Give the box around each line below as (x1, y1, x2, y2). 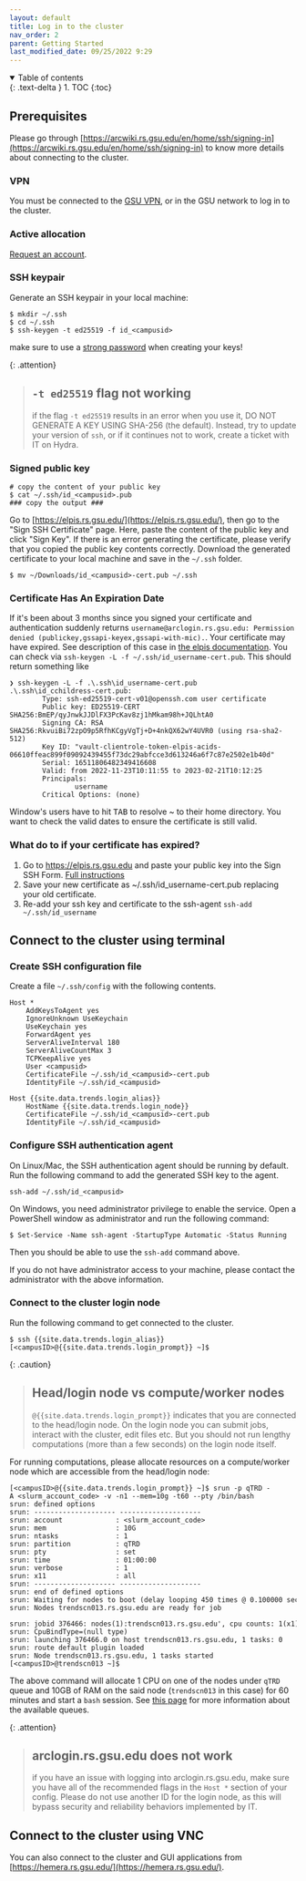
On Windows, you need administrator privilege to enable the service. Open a (9, 1203, 297, 1214)
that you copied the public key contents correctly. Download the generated (9, 543, 291, 554)
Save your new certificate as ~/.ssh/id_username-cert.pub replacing (22, 879, 280, 890)
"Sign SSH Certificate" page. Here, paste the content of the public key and (9, 523, 290, 534)
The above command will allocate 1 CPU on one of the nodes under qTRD (9, 1675, 280, 1686)
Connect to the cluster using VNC (9, 1827, 205, 1843)
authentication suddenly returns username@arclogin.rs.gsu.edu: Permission (9, 622, 294, 634)
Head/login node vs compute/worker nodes (31, 1385, 285, 1400)
